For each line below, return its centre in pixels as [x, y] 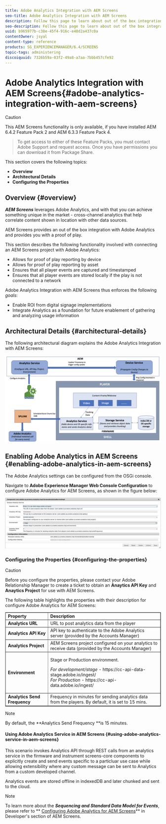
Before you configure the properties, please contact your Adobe [70, 580]
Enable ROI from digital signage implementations [62, 305]
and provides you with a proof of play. [44, 235]
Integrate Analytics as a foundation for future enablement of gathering [84, 310]
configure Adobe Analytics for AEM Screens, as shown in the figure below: [81, 491]
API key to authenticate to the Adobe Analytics [97, 631]
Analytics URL [23, 623]
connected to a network [37, 280]
